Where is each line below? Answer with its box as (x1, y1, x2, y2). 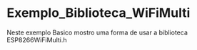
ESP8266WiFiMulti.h (6, 35, 67, 44)
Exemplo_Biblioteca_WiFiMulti (6, 5, 191, 21)
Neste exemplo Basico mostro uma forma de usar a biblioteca (6, 28, 188, 37)
